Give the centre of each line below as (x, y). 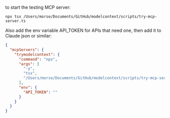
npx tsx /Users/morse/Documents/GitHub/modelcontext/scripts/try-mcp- (81, 17)
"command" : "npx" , (38, 59)
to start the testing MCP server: (38, 7)
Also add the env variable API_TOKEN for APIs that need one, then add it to (83, 30)
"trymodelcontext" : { (37, 54)
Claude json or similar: (29, 36)
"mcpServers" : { (27, 50)
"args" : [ (29, 64)
